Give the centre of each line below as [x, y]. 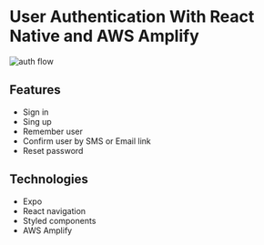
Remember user [53, 131]
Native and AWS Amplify [105, 36]
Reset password [53, 150]
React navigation [54, 210]
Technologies [49, 179]
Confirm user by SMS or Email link [87, 141]
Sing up [37, 121]
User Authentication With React [132, 17]
